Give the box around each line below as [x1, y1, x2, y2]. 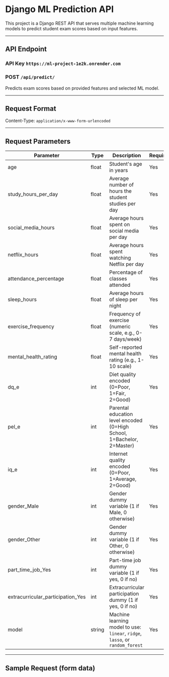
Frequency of [109, 311, 141, 318]
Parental [109, 404, 129, 411]
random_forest [109, 643, 143, 648]
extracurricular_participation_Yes [8, 593, 86, 600]
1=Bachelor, [109, 436, 138, 443]
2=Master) [109, 442, 134, 449]
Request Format [5, 104, 56, 113]
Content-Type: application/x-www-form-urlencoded [5, 117, 111, 124]
